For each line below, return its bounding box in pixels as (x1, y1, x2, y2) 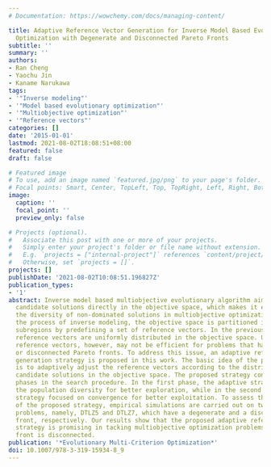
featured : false (8, 146, 63, 154)
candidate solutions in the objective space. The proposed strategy (15, 371, 251, 380)
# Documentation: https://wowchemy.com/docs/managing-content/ (8, 11, 226, 20)
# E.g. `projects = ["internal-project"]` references (8, 251, 200, 259)
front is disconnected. (15, 431, 95, 440)
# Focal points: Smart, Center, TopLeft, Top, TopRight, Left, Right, (8, 183, 251, 192)
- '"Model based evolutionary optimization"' (8, 102, 164, 110)
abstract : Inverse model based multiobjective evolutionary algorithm (8, 296, 251, 304)
